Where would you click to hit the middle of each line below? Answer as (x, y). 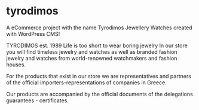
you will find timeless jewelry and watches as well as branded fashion (92, 51)
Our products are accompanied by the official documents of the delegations (99, 94)
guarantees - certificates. (37, 100)
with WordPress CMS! (33, 33)
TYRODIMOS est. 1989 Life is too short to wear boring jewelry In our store (97, 45)
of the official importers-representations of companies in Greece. (87, 82)
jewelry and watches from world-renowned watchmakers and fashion (92, 58)
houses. (16, 65)
